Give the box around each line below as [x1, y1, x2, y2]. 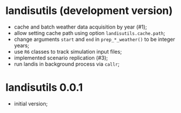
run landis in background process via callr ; [13, 60, 119, 68]
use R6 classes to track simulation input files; [13, 48, 122, 55]
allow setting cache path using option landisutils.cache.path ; [13, 29, 165, 36]
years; [13, 42, 30, 49]
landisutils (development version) [5, 4, 173, 17]
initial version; [13, 100, 48, 107]
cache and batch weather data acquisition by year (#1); [13, 23, 148, 30]
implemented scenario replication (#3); [13, 54, 108, 61]
